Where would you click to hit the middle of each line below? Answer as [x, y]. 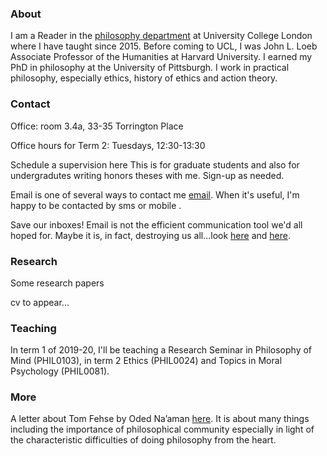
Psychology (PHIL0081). [60, 371]
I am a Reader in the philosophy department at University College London [161, 36]
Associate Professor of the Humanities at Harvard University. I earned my [161, 57]
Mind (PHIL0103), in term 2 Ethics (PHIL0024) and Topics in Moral [146, 361]
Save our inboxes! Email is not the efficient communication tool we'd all [156, 224]
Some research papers [57, 283]
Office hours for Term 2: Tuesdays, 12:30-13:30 [108, 145]
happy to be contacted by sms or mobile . [96, 205]
